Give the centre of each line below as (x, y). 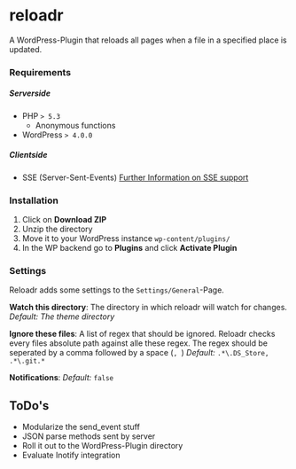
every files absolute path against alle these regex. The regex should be (139, 343)
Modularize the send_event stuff (81, 427)
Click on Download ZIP (64, 220)
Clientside (28, 155)
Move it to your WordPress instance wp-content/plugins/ (126, 238)
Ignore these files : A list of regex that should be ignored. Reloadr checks (142, 334)
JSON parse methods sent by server (89, 436)
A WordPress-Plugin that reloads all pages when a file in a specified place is (148, 40)
